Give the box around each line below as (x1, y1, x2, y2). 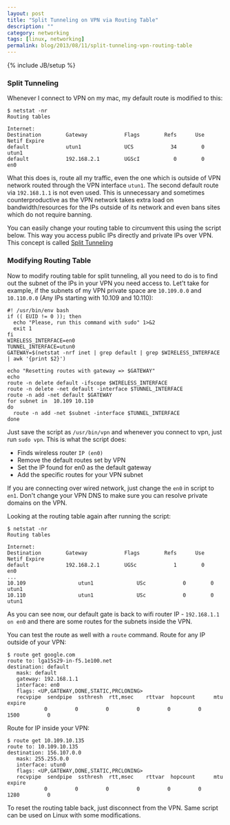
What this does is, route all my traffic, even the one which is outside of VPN (7, 174, 221, 182)
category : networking (7, 29, 70, 37)
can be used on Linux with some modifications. (7, 811, 141, 819)
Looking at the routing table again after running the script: (7, 512, 171, 520)
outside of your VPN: (7, 638, 67, 646)
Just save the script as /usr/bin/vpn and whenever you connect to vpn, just (7, 427, 222, 436)
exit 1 (13, 325, 32, 332)
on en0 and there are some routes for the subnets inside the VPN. (7, 617, 193, 625)
